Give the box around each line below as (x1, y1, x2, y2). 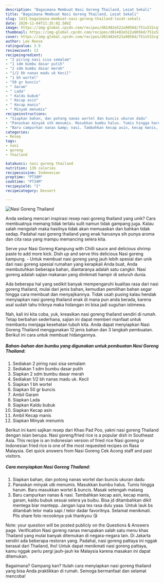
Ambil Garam (12, 391, 39, 398)
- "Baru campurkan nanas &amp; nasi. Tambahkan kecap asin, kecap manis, (5, 125, 159, 130)
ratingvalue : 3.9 (5, 43, 41, 48)
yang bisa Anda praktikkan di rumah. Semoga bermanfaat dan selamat (5, 568, 146, 574)
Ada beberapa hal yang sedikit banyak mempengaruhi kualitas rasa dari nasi (5, 281, 159, 287)
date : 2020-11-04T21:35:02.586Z (5, 20, 71, 26)
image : (5, 25, 19, 30)
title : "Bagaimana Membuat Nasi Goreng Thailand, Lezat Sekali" (5, 12, 139, 17)
